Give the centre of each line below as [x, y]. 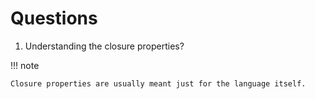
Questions [54, 18]
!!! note [25, 65]
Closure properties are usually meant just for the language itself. [158, 83]
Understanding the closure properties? [104, 46]
